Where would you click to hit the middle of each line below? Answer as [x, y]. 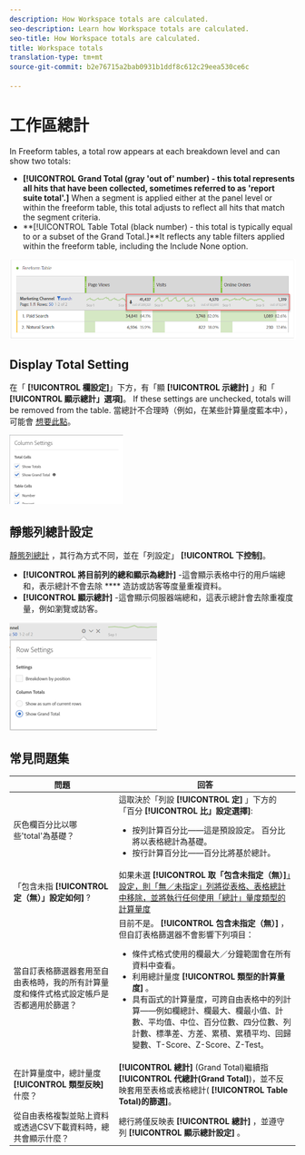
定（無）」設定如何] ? [52, 898]
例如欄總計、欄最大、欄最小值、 [216, 1011]
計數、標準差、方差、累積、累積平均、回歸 [212, 1033]
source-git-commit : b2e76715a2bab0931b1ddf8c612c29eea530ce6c [129, 67]
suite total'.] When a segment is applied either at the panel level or [148, 197]
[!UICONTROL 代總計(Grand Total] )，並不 [197, 1078]
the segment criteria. [62, 217]
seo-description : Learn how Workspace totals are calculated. [129, 29]
